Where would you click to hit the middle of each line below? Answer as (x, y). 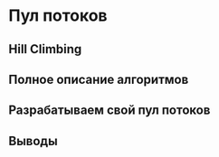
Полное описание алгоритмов (99, 79)
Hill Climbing (45, 49)
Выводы (33, 141)
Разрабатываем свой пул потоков (109, 111)
